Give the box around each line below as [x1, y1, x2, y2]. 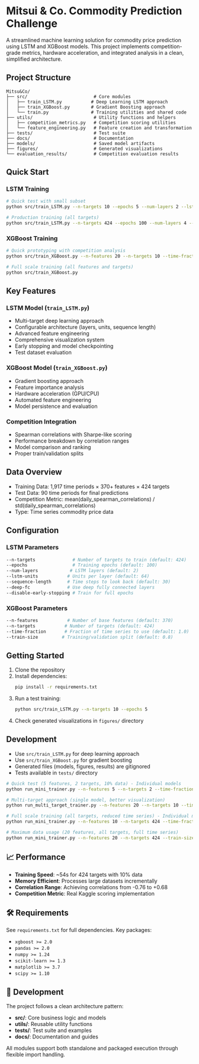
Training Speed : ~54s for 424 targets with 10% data [14, 871, 143, 878]
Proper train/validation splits [14, 450, 84, 457]
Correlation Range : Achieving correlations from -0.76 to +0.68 [14, 883, 168, 890]
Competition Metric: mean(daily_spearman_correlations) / [14, 495, 155, 503]
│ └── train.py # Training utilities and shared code [6, 109, 187, 115]
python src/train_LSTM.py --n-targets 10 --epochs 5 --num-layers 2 [6, 204, 179, 210]
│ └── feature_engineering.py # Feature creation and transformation [6, 125, 192, 131]
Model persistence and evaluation [14, 403, 98, 410]
